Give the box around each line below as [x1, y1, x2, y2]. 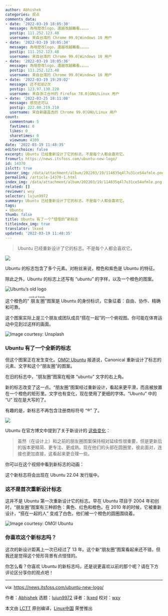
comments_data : [5, 17, 37, 22]
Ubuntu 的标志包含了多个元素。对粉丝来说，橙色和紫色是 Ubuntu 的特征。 [5, 265, 157, 271]
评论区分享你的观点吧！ [5, 569, 53, 575]
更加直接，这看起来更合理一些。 [26, 450, 92, 456]
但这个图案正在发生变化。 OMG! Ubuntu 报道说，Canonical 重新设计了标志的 [5, 357, 161, 363]
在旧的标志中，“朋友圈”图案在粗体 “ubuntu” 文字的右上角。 [5, 374, 126, 380]
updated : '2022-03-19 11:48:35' [5, 231, 72, 236]
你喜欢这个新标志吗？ [5, 534, 56, 541]
